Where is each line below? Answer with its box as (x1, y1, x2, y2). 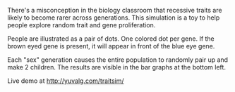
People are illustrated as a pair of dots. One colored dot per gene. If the (7, 34, 215, 43)
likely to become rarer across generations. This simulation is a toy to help (7, 13, 220, 22)
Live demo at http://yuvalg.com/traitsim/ (7, 77, 125, 85)
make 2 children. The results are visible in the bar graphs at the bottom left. (7, 63, 226, 71)
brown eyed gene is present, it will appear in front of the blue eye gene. (7, 42, 215, 50)
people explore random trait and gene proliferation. (7, 21, 156, 29)
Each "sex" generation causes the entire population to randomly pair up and (7, 55, 228, 64)
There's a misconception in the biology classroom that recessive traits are (7, 6, 222, 14)
